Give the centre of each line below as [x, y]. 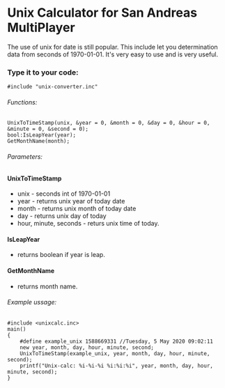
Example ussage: [32, 302]
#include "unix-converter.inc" [53, 87]
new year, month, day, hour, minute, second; [87, 347]
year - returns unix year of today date [71, 201]
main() [17, 329]
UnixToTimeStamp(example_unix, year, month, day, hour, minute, [115, 353]
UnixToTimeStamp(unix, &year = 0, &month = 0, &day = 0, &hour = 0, [109, 123]
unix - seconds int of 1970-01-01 [64, 194]
